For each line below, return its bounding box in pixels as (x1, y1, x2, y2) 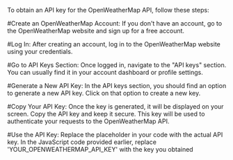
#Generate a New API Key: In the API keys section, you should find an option (7, 82, 227, 89)
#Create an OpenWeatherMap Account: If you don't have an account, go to (7, 19, 223, 27)
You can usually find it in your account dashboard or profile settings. (7, 69, 204, 76)
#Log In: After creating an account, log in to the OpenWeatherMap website (7, 40, 220, 48)
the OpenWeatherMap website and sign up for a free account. (7, 27, 185, 35)
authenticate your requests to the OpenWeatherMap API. (7, 117, 170, 125)
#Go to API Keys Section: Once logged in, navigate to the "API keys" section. (7, 61, 227, 69)
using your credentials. (7, 48, 73, 55)
